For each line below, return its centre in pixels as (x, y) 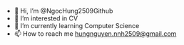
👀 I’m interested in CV (46, 18)
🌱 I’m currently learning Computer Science (77, 26)
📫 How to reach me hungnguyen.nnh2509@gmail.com (95, 34)
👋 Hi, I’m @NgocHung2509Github (63, 11)
